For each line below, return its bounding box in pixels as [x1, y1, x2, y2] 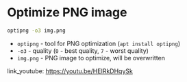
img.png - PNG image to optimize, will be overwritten [16, 54, 166, 62]
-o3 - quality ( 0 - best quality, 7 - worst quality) [16, 46, 149, 55]
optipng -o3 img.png [7, 27, 66, 34]
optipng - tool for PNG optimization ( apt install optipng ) [16, 39, 181, 47]
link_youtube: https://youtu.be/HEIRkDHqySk [7, 66, 134, 75]
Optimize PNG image [7, 5, 127, 20]
